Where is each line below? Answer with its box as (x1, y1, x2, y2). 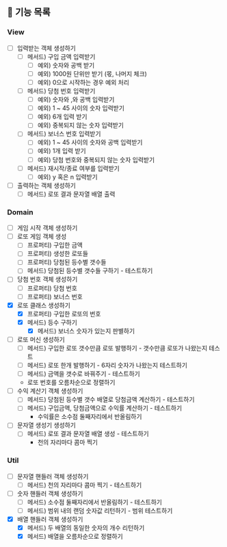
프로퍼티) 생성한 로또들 (27, 249, 89, 258)
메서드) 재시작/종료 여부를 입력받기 (27, 164, 120, 173)
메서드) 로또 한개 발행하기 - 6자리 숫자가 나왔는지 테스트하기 (27, 361, 188, 370)
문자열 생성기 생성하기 (16, 421, 77, 429)
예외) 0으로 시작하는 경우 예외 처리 (37, 78, 130, 86)
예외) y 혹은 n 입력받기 (37, 173, 98, 181)
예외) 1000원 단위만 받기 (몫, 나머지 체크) (37, 69, 147, 77)
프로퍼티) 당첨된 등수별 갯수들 (27, 258, 107, 266)
